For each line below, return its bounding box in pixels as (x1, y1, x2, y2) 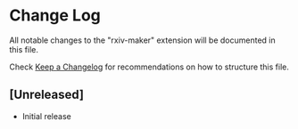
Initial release (21, 110, 71, 121)
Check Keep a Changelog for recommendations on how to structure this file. (9, 61, 290, 72)
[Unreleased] (9, 87, 85, 102)
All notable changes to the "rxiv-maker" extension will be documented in (9, 35, 276, 45)
